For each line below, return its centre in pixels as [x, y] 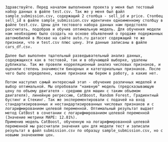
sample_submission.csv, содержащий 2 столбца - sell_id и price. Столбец [84, 16]
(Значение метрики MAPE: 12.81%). [41, 117]
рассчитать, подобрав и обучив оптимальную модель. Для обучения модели [83, 29]
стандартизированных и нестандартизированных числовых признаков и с [80, 104]
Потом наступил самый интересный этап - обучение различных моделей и [81, 82]
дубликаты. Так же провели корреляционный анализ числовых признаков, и [83, 64]
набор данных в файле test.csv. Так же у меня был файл [65, 12]
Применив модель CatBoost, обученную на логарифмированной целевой [77, 122]
